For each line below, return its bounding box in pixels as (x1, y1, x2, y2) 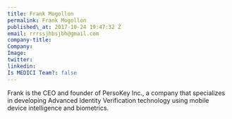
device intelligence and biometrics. (7, 104, 109, 112)
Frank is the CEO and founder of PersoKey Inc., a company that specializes (7, 89, 226, 97)
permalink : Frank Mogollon (7, 17, 87, 24)
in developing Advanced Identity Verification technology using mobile (7, 96, 209, 104)
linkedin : (7, 63, 37, 70)
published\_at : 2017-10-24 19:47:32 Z (7, 23, 121, 30)
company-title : (7, 37, 52, 44)
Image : (7, 50, 27, 57)
